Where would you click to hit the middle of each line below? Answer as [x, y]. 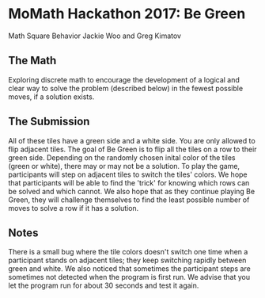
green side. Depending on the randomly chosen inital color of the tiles [122, 157]
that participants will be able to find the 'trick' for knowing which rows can [129, 182]
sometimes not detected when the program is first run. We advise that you [129, 277]
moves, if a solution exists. [51, 97]
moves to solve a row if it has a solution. [74, 208]
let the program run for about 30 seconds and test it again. [104, 285]
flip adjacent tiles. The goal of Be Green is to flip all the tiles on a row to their [132, 149]
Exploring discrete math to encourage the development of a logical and [124, 79]
